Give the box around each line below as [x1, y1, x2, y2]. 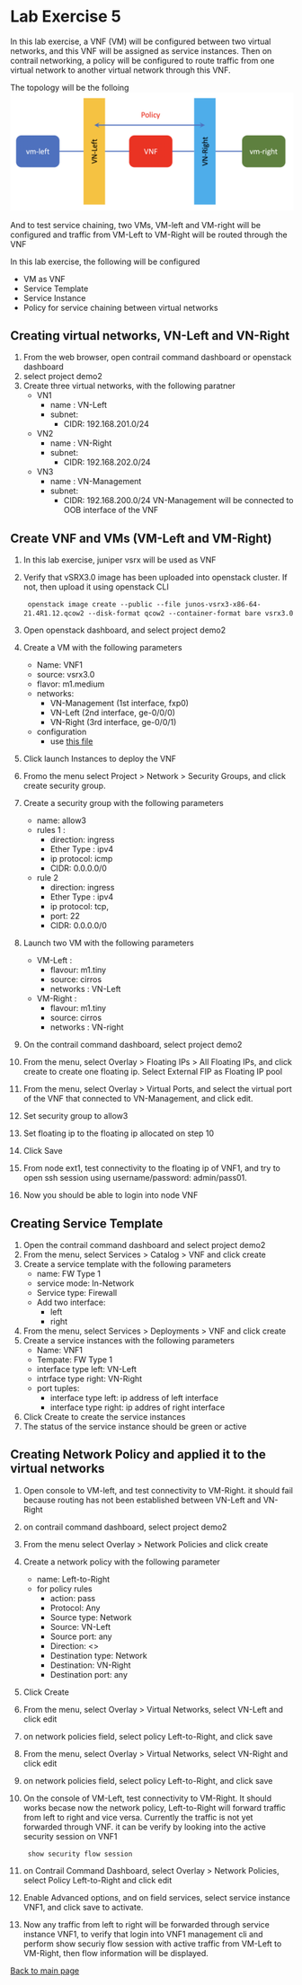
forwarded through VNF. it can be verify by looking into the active [22, 1821, 266, 1832]
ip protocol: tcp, [49, 901, 109, 912]
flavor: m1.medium [36, 678, 105, 689]
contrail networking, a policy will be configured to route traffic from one [10, 55, 275, 66]
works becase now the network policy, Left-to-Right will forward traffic [22, 1802, 286, 1812]
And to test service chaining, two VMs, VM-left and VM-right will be [10, 219, 262, 230]
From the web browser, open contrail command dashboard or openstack [22, 352, 292, 363]
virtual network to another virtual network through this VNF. [10, 65, 231, 75]
